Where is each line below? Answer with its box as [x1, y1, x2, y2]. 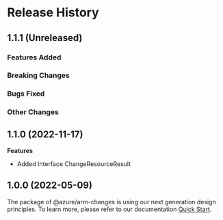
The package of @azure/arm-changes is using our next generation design [7, 197, 217, 206]
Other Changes [7, 107, 60, 117]
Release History [7, 5, 99, 20]
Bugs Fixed [7, 89, 45, 98]
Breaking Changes [7, 70, 70, 80]
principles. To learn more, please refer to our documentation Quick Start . [7, 205, 212, 213]
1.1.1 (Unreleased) [7, 32, 83, 44]
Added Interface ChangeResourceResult [16, 160, 131, 168]
